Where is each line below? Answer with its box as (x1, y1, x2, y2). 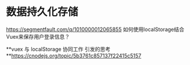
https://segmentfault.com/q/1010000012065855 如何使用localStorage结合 (6, 26, 185, 33)
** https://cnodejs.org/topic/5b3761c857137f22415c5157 (6, 52, 142, 59)
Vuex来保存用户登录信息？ (6, 33, 70, 40)
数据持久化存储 (6, 5, 79, 19)
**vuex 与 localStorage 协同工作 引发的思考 (6, 45, 111, 53)
